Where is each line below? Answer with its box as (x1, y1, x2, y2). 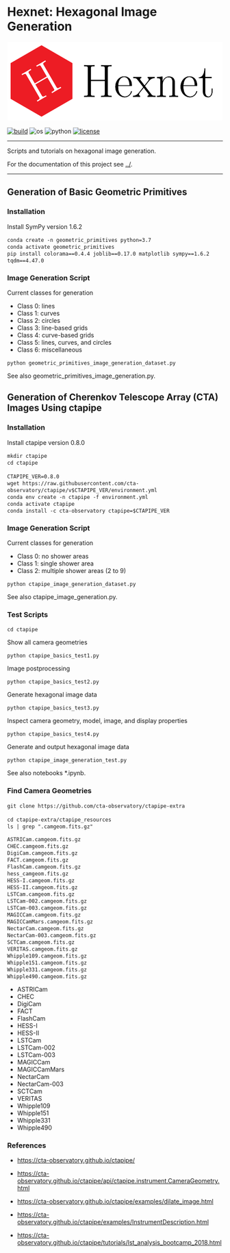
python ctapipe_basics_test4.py (7, 731, 99, 738)
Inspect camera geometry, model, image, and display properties (7, 717, 188, 725)
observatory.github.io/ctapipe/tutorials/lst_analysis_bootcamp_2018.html (16, 1238, 222, 1246)
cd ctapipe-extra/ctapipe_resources (7, 816, 112, 823)
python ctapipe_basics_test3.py (7, 705, 99, 711)
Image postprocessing (7, 664, 71, 672)
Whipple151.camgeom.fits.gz (7, 959, 88, 966)
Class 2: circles (16, 317, 60, 325)
